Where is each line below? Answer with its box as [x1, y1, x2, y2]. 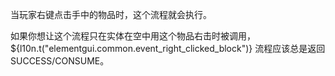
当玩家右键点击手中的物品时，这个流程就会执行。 [10, 9, 212, 20]
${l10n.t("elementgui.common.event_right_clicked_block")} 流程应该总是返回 [10, 43, 326, 54]
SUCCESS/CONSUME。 [10, 55, 110, 67]
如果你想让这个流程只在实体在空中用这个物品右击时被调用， [10, 30, 256, 42]
